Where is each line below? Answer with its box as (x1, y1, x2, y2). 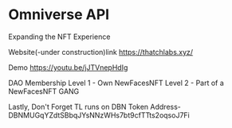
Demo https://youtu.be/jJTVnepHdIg (8, 62, 128, 72)
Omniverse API (8, 6, 110, 24)
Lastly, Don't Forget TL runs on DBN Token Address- (8, 102, 182, 111)
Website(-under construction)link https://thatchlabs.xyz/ (8, 47, 194, 56)
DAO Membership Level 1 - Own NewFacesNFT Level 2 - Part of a (8, 78, 225, 87)
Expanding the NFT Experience (8, 32, 111, 41)
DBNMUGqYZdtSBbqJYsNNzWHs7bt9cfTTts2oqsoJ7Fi (8, 110, 190, 120)
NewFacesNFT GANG (8, 86, 80, 96)
